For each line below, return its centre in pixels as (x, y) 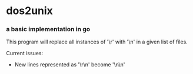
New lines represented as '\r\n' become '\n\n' (70, 65)
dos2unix (29, 11)
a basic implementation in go (48, 29)
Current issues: (25, 53)
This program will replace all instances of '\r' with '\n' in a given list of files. (97, 42)
